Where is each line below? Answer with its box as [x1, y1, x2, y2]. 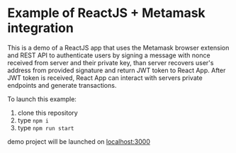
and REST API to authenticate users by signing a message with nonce [7, 51, 210, 59]
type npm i [17, 115, 49, 125]
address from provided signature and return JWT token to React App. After [7, 66, 226, 74]
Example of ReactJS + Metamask [7, 5, 206, 21]
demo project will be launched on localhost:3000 [7, 137, 150, 146]
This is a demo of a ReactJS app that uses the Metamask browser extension [7, 43, 230, 52]
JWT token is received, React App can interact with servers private [7, 73, 203, 82]
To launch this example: [7, 94, 77, 103]
